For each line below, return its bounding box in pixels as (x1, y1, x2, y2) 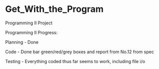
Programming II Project (5, 20, 52, 26)
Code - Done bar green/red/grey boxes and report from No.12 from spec (5, 49, 154, 55)
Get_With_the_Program (5, 3, 104, 15)
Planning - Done (5, 39, 39, 45)
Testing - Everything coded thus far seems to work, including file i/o (5, 58, 145, 64)
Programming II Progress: (5, 29, 58, 35)
